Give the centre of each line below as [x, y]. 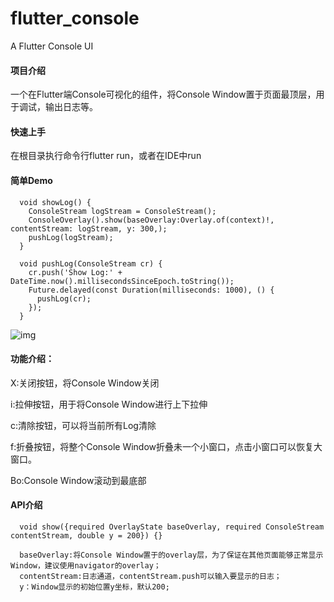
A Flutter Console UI [52, 46]
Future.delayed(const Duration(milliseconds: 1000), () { [151, 290]
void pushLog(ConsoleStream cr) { [91, 263]
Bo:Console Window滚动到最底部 [78, 480]
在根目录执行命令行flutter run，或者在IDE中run [106, 156]
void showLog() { [55, 202]
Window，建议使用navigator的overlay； [86, 565]
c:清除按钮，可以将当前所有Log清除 [83, 425]
